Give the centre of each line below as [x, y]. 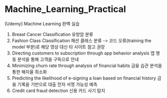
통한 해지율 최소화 [29, 71]
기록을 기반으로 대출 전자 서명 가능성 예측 [57, 84]
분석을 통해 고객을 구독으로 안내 [48, 59]
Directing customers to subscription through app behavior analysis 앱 [83, 53]
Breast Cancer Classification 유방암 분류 [52, 34]
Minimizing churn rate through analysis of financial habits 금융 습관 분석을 [87, 65]
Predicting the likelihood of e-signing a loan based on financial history [84, 78]
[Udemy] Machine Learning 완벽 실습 [42, 23]
